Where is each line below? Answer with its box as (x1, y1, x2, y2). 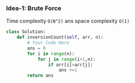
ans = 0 (27, 45, 46, 51)
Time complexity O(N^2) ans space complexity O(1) (6, 18, 130, 25)
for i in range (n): (27, 51, 75, 57)
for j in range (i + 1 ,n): (37, 56, 96, 62)
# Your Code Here (27, 40, 69, 46)
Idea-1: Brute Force (6, 4, 62, 12)
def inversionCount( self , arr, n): (16, 34, 104, 41)
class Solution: (6, 29, 46, 35)
